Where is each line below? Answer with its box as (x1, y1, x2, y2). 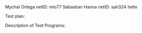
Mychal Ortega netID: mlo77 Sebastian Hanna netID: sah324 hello (5, 4, 138, 10)
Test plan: (5, 13, 25, 19)
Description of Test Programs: (5, 22, 66, 28)
